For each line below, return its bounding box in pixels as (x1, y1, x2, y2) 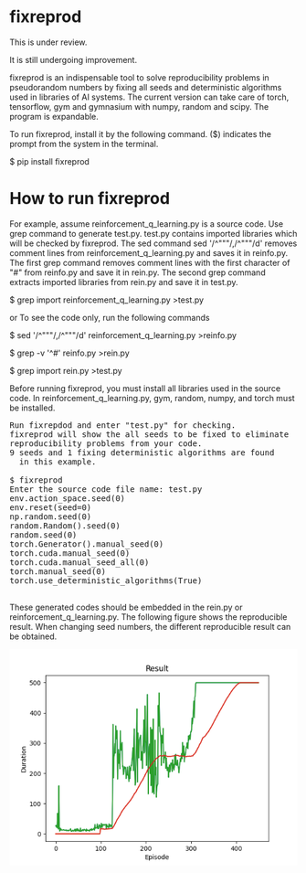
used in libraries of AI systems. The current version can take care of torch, (9, 91, 290, 102)
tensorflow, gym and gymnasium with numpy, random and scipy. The (9, 101, 269, 112)
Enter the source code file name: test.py (9, 484, 203, 495)
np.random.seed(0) (9, 511, 92, 522)
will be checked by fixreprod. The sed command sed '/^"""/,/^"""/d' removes (9, 238, 298, 249)
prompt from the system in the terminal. (9, 138, 159, 149)
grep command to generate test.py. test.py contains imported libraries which (9, 228, 298, 239)
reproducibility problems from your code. (9, 438, 203, 449)
